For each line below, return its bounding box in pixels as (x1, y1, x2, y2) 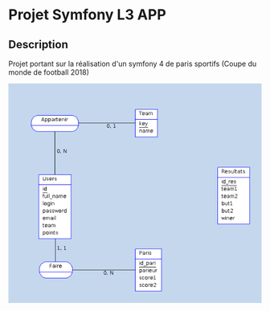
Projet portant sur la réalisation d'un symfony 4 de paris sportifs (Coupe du (8, 59, 257, 68)
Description (8, 38, 68, 51)
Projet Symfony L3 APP (8, 6, 166, 24)
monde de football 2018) (8, 68, 90, 77)
